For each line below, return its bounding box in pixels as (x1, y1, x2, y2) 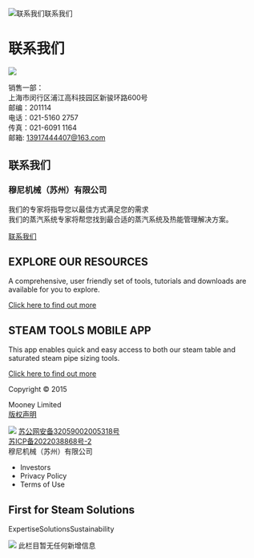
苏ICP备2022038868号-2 (8, 437, 92, 447)
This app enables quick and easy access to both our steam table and (8, 345, 236, 354)
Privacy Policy (19, 471, 67, 481)
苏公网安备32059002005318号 (18, 427, 120, 436)
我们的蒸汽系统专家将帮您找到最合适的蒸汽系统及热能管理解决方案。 (8, 214, 233, 224)
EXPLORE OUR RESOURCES (8, 255, 148, 269)
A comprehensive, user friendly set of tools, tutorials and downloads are (8, 277, 247, 286)
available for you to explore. (8, 285, 100, 294)
